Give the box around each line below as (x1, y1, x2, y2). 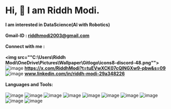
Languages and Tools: (5, 81, 54, 88)
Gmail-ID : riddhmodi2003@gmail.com (5, 32, 90, 38)
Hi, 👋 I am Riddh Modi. (5, 5, 100, 16)
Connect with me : (5, 43, 45, 49)
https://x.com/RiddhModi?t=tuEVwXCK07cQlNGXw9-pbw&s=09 (25, 65, 166, 71)
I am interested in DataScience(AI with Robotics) (5, 21, 110, 28)
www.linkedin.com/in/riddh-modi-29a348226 (25, 70, 125, 76)
